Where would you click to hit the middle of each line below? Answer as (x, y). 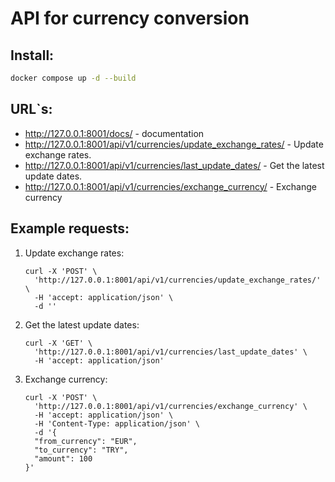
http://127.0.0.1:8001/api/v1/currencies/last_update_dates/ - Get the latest (174, 165)
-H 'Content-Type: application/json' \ (117, 423)
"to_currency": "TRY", (81, 450)
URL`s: (31, 109)
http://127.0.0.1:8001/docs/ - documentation (114, 133)
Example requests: (70, 228)
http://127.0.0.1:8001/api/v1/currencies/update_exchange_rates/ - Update (174, 144)
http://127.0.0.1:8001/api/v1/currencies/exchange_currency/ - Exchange (170, 186)
